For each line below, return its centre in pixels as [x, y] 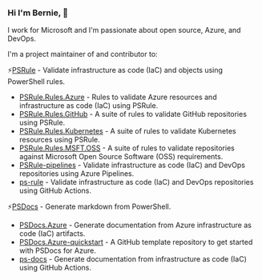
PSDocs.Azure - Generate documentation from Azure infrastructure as [135, 225]
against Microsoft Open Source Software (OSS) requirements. [121, 157]
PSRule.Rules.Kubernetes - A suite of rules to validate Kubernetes [128, 131]
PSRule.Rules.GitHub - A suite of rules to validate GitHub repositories [133, 114]
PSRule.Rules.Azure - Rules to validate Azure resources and [118, 97]
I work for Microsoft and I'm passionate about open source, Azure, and [124, 30]
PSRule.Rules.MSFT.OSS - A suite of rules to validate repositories [127, 148]
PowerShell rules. [36, 82]
